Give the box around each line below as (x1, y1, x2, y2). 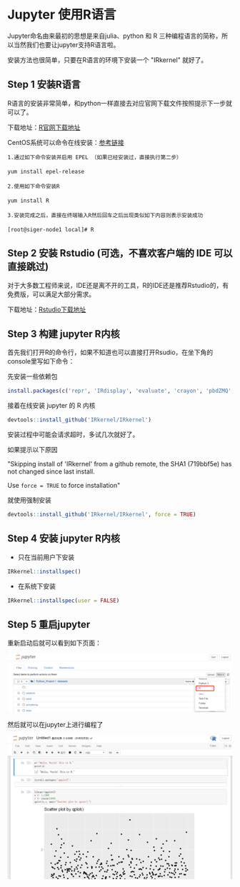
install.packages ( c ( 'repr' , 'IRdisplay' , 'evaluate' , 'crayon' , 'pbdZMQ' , (7, 387, 235, 395)
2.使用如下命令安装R (7, 183, 60, 190)
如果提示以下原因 (7, 446, 58, 454)
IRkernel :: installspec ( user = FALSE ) (7, 597, 120, 604)
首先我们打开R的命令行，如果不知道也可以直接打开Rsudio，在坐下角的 (7, 348, 214, 357)
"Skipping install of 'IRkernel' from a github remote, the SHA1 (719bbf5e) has (7, 460, 232, 468)
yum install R (7, 197, 50, 204)
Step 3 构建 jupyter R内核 (7, 328, 120, 340)
